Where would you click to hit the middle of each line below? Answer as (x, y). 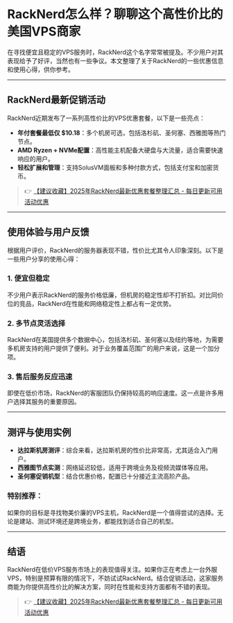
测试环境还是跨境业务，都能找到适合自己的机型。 (107, 521)
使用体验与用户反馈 (48, 232)
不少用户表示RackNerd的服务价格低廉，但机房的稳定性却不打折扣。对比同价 (115, 295)
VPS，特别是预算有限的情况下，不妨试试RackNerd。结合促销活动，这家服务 (115, 578)
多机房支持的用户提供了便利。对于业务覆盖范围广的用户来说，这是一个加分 (113, 348)
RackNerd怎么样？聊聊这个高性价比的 (115, 14)
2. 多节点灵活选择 (36, 323)
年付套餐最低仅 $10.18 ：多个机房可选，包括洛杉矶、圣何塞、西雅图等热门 (121, 133)
